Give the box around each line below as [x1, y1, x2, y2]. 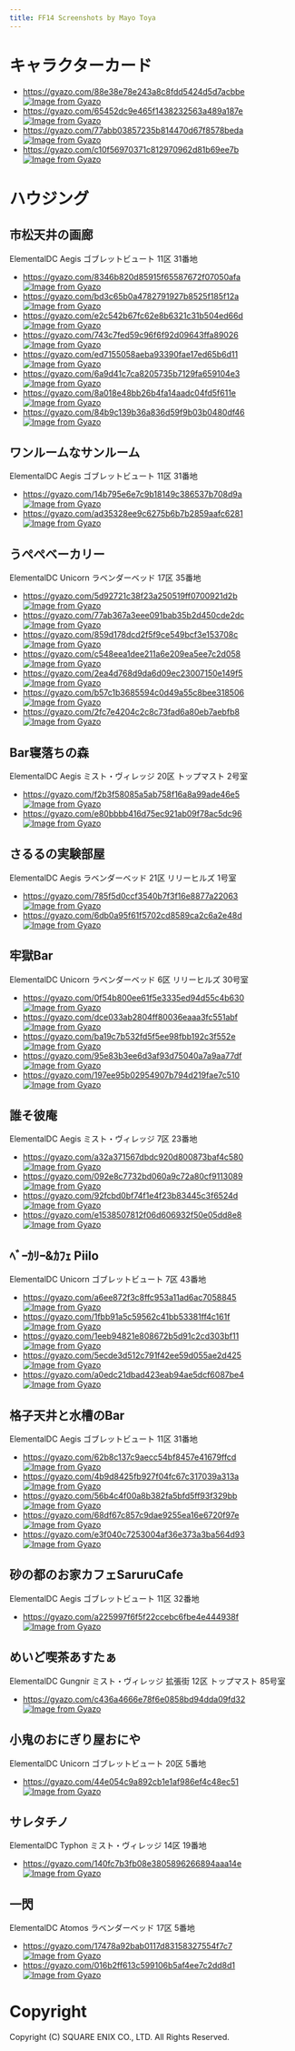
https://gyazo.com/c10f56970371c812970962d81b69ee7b [22, 144, 240, 155]
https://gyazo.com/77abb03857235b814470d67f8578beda [22, 125, 244, 136]
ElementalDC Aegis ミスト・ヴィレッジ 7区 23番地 [9, 1133, 198, 1144]
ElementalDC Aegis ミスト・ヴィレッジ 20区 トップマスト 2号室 [9, 770, 248, 781]
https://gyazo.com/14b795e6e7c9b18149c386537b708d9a [22, 488, 242, 500]
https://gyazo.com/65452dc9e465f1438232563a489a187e [22, 106, 243, 116]
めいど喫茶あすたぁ [9, 1650, 117, 1665]
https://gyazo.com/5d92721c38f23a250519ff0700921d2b [22, 590, 238, 601]
